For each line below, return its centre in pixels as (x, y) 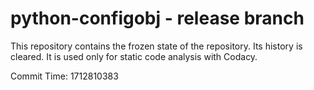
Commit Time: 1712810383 (64, 76)
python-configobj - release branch (157, 18)
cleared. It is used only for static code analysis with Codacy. (134, 56)
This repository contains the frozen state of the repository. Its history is (156, 46)
